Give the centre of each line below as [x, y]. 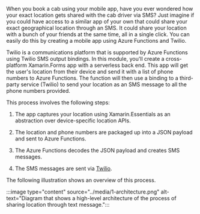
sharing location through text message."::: [58, 205]
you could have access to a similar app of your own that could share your [97, 21]
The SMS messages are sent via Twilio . [63, 168]
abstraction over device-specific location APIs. [73, 121]
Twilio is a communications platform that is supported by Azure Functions [97, 52]
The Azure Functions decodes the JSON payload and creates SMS [97, 150]
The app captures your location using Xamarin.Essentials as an [93, 114]
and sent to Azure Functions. [50, 139]
